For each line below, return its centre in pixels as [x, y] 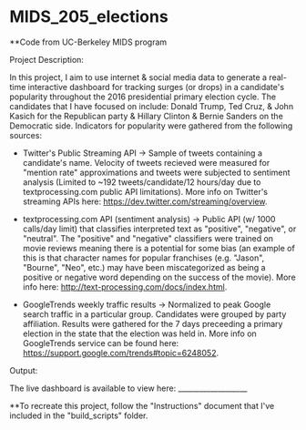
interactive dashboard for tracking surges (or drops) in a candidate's [156, 87]
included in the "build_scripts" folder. [79, 415]
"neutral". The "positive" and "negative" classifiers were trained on [148, 238]
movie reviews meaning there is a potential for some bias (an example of [159, 248]
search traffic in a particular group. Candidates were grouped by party [154, 314]
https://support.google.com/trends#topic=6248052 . [121, 353]
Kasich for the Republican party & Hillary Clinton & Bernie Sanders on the [147, 116]
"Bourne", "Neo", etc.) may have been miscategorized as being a [144, 267]
